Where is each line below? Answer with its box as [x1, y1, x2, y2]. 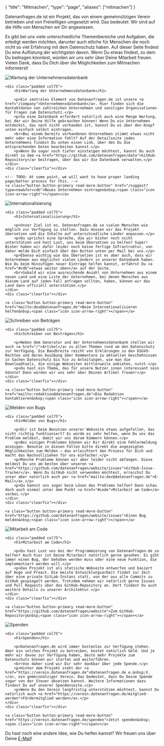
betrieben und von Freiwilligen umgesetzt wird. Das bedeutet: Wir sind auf [5, 19, 156, 25]
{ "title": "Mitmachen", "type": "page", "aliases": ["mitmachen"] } [5, 4, 136, 10]
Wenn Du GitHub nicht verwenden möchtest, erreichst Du [33, 470, 151, 475]
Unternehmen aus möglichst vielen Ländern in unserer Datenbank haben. [5, 257, 155, 262]
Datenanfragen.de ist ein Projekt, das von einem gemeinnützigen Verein [5, 14, 151, 19]
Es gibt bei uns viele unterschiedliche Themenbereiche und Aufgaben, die [5, 34, 155, 39]
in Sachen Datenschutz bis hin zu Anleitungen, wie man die [5, 357, 131, 362]
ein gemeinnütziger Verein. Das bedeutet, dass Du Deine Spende [18, 674, 153, 679]
